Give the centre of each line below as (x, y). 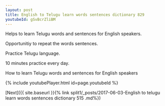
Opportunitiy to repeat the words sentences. (52, 44)
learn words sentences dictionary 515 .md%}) (53, 98)
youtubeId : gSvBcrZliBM (31, 19)
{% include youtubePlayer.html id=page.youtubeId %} (62, 83)
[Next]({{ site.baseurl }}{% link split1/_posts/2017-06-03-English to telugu (83, 93)
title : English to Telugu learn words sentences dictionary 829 (75, 15)
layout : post (19, 10)
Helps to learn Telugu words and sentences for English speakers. (74, 34)
